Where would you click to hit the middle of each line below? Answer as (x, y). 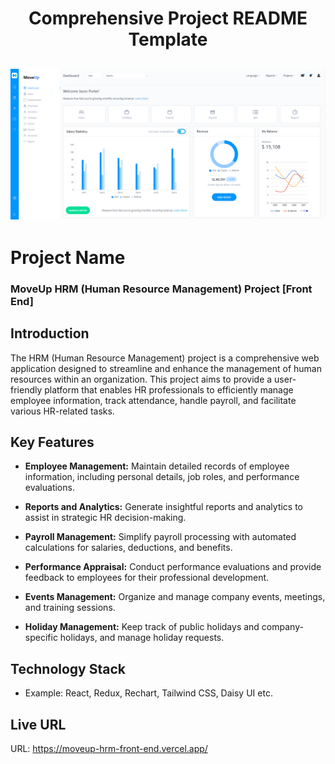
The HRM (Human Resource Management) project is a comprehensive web (165, 358)
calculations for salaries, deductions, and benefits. (128, 548)
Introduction (50, 333)
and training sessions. (70, 608)
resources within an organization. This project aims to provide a (141, 379)
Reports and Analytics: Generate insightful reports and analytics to (164, 507)
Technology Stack (68, 668)
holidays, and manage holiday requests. (142, 638)
